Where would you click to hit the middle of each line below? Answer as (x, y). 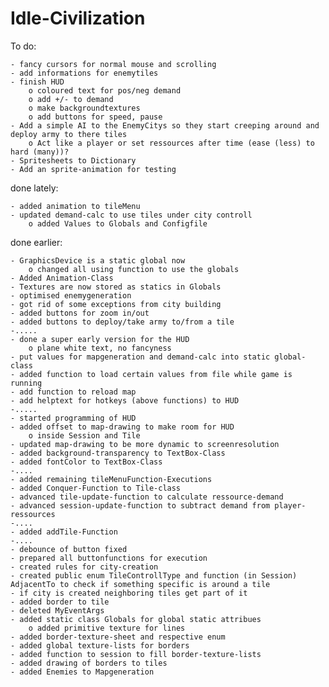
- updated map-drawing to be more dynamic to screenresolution (145, 444)
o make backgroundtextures (84, 108)
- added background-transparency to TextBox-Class (118, 453)
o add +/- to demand (71, 99)
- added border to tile (60, 602)
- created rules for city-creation (84, 567)
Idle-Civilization (78, 18)
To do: (23, 46)
